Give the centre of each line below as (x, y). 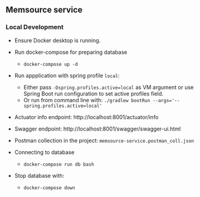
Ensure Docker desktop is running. (57, 40)
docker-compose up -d (50, 64)
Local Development (35, 27)
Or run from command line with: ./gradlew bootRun (87, 100)
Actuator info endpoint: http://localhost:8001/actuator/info (86, 117)
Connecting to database (44, 152)
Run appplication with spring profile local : (67, 76)
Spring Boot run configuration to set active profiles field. (93, 94)
